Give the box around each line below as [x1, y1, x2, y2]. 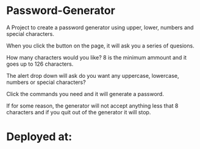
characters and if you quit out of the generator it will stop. [6, 108, 151, 116]
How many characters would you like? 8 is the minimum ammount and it [6, 54, 187, 61]
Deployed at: [6, 130, 72, 144]
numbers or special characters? [6, 78, 87, 86]
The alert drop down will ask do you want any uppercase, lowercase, [6, 72, 179, 79]
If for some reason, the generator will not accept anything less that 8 [6, 102, 179, 109]
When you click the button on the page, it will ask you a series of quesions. [6, 42, 195, 49]
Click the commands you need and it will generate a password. [6, 90, 165, 97]
